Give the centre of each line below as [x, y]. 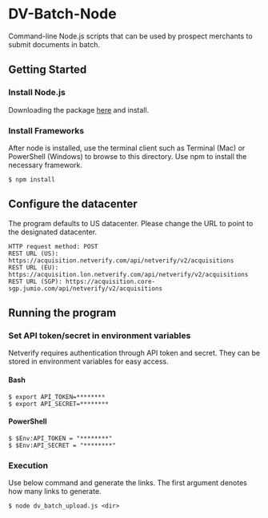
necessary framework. [45, 165]
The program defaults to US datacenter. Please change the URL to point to [131, 223]
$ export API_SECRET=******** [59, 404]
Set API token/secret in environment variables [100, 336]
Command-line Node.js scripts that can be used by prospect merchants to [131, 36]
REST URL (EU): [34, 267]
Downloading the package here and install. [79, 110]
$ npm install [32, 179]
